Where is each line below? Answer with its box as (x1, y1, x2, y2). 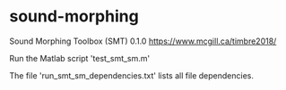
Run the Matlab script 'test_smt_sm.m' (9, 53, 151, 63)
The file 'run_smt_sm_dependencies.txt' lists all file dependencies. (9, 70, 254, 81)
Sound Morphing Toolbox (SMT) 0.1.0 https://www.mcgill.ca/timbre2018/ (9, 36, 277, 46)
